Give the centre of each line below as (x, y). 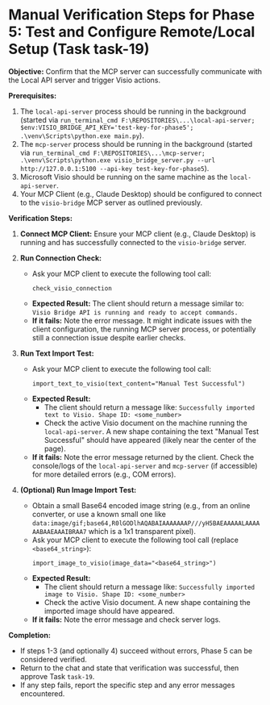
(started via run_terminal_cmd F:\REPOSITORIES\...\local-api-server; (137, 119)
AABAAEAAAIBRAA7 (59, 532)
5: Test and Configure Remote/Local (132, 32)
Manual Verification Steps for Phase (132, 15)
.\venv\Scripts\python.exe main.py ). (82, 136)
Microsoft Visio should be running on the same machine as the (124, 177)
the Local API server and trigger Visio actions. (85, 80)
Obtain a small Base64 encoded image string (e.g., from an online (141, 505)
